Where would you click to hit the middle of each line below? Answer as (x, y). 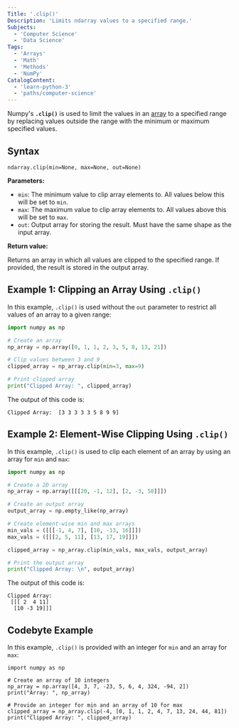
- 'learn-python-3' (43, 87)
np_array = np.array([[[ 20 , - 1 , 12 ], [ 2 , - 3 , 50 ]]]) (87, 492)
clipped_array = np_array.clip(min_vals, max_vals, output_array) (108, 550)
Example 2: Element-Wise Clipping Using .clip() (118, 434)
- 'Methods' (32, 67)
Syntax (23, 151)
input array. (34, 232)
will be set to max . (43, 217)
